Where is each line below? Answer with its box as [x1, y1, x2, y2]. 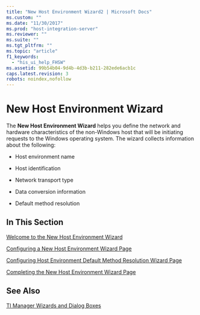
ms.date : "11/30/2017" [6, 20, 63, 26]
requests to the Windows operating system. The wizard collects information [6, 135, 195, 142]
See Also [6, 286, 40, 296]
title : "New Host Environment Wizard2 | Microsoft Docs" [6, 8, 152, 15]
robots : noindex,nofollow [6, 76, 71, 82]
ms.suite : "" [6, 37, 39, 43]
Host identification [14, 165, 61, 172]
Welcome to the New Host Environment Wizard [6, 233, 123, 240]
